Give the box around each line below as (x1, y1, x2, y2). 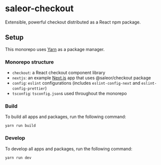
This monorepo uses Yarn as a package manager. (5, 46, 105, 52)
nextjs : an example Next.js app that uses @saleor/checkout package (12, 75, 151, 81)
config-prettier (12, 86, 45, 91)
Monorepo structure (5, 58, 54, 65)
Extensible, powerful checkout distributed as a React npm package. (5, 19, 141, 25)
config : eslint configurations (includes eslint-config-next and (12, 80, 141, 86)
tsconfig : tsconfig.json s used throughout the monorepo (12, 91, 127, 96)
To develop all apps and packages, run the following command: (5, 145, 133, 152)
